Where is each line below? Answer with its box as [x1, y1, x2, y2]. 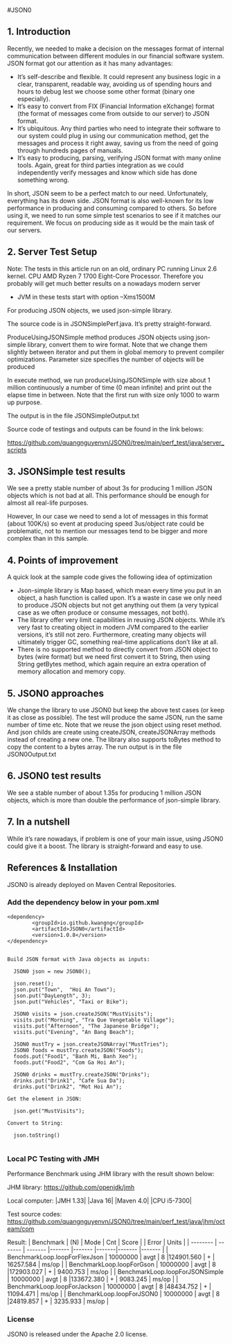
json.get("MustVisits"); [13, 1108, 85, 1114]
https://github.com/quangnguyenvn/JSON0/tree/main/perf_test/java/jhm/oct [7, 1217, 225, 1226]
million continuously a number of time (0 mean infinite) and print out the [7, 383, 213, 391]
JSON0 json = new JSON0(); [13, 967, 91, 975]
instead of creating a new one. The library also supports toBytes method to [7, 735, 222, 744]
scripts [7, 445, 27, 454]
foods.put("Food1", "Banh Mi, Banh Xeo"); [13, 1053, 138, 1060]
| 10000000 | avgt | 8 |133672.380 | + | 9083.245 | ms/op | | [7, 1275, 179, 1284]
